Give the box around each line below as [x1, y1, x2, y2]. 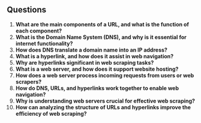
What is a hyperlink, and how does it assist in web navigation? [15, 52, 174, 59]
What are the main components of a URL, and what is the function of [15, 20, 190, 28]
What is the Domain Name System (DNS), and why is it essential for [15, 33, 187, 41]
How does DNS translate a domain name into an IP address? [15, 46, 167, 53]
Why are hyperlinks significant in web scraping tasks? [15, 59, 154, 66]
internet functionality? [15, 40, 73, 47]
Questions [7, 5, 47, 15]
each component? [15, 27, 62, 34]
